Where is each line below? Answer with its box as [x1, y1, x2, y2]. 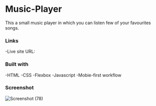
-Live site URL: [5, 48, 36, 55]
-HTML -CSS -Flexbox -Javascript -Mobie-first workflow [5, 72, 122, 78]
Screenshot [5, 84, 34, 91]
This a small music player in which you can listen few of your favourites [5, 20, 151, 26]
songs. [5, 25, 19, 31]
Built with [5, 61, 29, 68]
